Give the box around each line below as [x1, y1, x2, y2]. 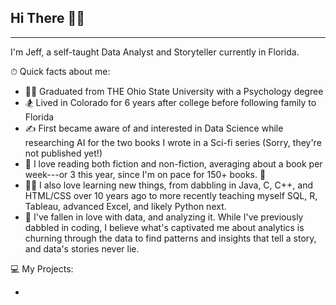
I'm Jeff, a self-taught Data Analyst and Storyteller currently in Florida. [10, 46, 300, 58]
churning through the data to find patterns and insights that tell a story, [24, 232, 317, 244]
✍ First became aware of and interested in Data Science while [24, 122, 284, 134]
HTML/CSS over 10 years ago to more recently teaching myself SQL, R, [24, 189, 318, 201]
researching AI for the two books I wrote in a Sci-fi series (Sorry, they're [24, 136, 322, 148]
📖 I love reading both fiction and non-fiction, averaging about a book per [24, 157, 323, 170]
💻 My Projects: [10, 262, 74, 275]
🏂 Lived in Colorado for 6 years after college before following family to [24, 96, 317, 108]
